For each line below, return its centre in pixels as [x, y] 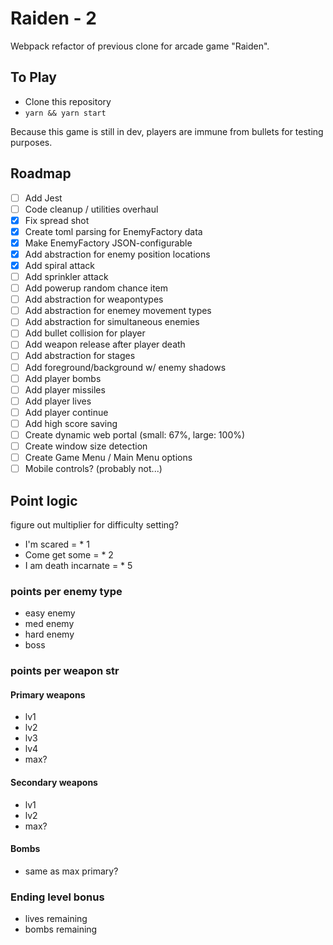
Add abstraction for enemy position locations [117, 254]
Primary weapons [48, 694]
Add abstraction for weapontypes [94, 299]
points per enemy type [66, 591]
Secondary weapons [54, 782]
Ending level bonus [57, 897]
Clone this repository [68, 101]
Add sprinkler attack [66, 276]
